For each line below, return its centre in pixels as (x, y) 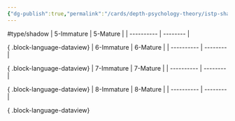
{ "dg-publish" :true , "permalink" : (56, 14)
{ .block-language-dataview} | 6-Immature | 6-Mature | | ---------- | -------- (117, 47)
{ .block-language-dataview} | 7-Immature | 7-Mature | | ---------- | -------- (117, 68)
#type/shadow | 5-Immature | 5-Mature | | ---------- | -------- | (99, 34)
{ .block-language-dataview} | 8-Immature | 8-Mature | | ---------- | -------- (117, 89)
